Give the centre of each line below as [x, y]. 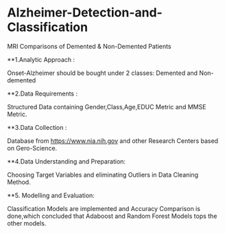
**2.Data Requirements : [42, 93]
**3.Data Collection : [37, 127]
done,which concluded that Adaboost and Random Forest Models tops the [112, 216]
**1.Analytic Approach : [41, 59]
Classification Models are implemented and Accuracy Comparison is [104, 208]
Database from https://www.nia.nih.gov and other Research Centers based [113, 141]
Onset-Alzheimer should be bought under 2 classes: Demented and [102, 73]
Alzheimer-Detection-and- [85, 13]
